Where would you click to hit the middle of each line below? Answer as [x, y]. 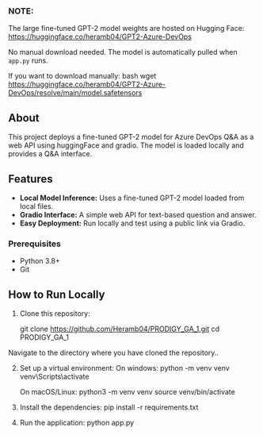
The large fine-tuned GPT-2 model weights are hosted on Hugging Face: [126, 29]
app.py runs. [29, 60]
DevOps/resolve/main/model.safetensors [75, 93]
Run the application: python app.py [77, 423]
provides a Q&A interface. [50, 154]
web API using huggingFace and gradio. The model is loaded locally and [126, 145]
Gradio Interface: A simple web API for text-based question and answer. [138, 214]
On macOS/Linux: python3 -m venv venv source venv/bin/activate [127, 392]
